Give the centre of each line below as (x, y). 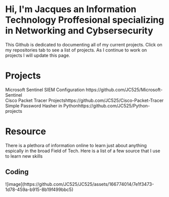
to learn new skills (24, 156)
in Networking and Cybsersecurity (79, 31)
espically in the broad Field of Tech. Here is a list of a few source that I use (83, 151)
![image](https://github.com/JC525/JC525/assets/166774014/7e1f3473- (80, 184)
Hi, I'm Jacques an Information (71, 9)
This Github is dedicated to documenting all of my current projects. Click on (84, 44)
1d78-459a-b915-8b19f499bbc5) (39, 189)
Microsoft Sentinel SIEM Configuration (45, 90)
